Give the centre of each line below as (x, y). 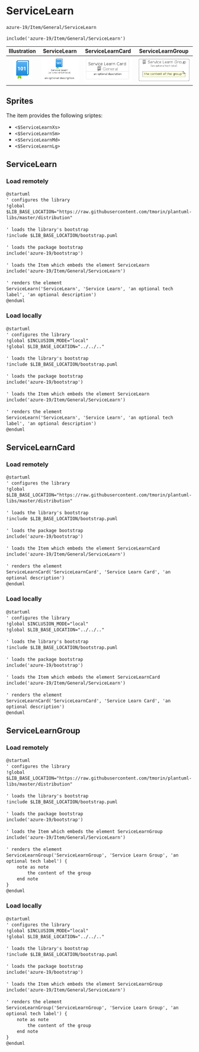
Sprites (20, 101)
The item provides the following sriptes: (54, 115)
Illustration (23, 51)
